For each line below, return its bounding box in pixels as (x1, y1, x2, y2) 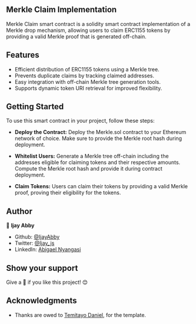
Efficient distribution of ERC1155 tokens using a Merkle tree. (14, 66, 160, 73)
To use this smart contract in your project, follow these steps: (6, 117, 155, 125)
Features (6, 50, 39, 60)
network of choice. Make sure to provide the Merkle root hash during (14, 135, 182, 142)
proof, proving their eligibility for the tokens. (14, 189, 121, 197)
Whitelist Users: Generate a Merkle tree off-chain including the (14, 153, 169, 160)
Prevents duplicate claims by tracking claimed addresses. (14, 72, 155, 79)
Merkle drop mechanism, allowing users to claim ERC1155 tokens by (6, 27, 171, 34)
